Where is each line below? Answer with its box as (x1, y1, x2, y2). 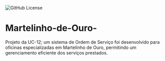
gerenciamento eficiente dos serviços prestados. (5, 49, 108, 55)
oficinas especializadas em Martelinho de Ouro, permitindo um (5, 44, 137, 50)
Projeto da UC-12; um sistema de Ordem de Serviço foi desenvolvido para (5, 39, 160, 45)
